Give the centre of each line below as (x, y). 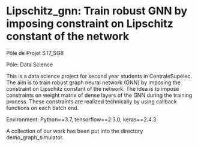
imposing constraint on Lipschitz (90, 24)
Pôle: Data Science (30, 65)
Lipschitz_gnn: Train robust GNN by (97, 11)
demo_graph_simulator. (35, 137)
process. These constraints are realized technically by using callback (91, 101)
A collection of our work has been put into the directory (75, 131)
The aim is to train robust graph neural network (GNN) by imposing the (94, 82)
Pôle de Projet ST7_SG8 (35, 53)
